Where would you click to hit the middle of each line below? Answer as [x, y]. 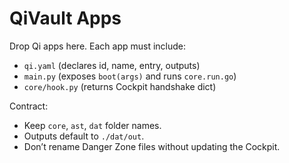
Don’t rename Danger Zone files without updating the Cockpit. [152, 146]
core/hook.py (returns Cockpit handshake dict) [120, 86]
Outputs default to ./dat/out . [84, 136]
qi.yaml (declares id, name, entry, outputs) [112, 65]
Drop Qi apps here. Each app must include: [98, 46]
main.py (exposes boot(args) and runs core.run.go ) [130, 76]
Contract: [29, 106]
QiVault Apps [65, 18]
